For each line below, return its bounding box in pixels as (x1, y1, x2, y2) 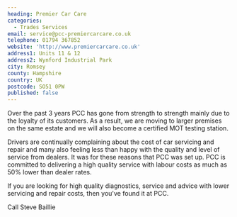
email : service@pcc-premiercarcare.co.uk (7, 30, 132, 38)
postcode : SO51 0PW (7, 83, 65, 90)
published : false (7, 89, 59, 96)
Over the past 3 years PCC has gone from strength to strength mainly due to (7, 109, 230, 118)
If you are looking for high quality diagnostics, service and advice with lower (7, 182, 230, 190)
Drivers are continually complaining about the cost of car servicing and (7, 138, 214, 146)
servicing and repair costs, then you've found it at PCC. (7, 189, 169, 198)
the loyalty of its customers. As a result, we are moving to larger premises (7, 116, 222, 125)
